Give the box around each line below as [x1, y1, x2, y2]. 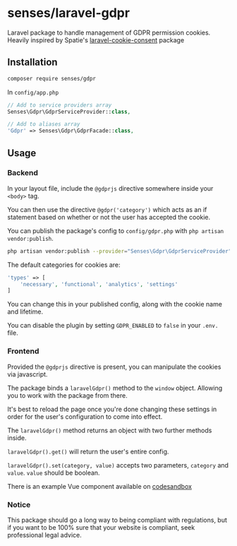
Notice [7, 499, 31, 509]
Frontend [7, 346, 39, 356]
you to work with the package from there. [7, 391, 128, 400]
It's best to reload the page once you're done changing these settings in [7, 405, 217, 413]
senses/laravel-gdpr [7, 5, 130, 21]
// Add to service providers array [7, 101, 112, 109]
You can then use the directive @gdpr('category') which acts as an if [7, 205, 207, 213]
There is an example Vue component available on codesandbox [7, 482, 193, 490]
